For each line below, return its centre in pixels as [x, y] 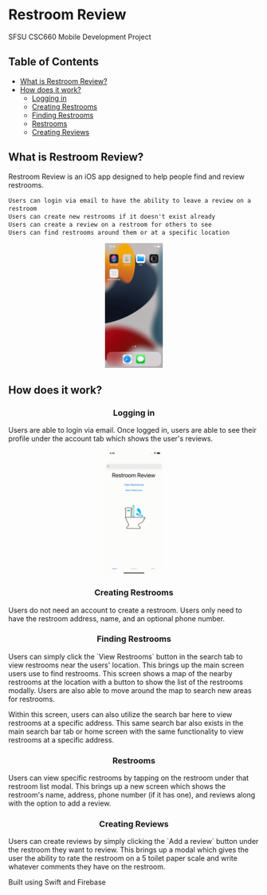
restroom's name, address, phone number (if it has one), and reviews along [132, 795]
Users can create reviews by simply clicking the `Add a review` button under [133, 842]
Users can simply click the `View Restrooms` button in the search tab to [126, 656]
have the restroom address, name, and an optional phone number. [117, 618]
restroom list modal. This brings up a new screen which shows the [117, 786]
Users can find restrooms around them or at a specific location [119, 232]
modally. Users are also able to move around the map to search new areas [130, 690]
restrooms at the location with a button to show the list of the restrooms [126, 682]
